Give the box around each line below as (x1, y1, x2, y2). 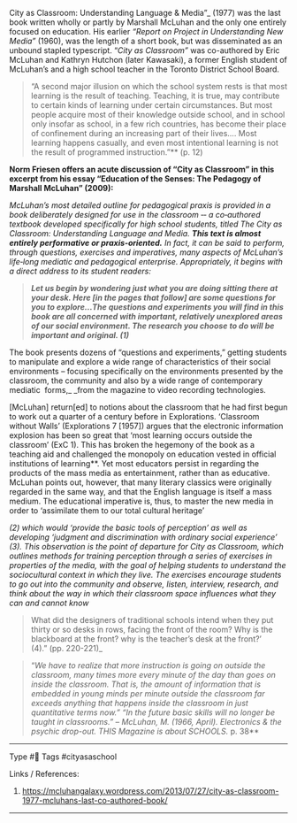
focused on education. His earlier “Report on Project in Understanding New (9, 27, 284, 36)
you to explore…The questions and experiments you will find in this (30, 302, 285, 312)
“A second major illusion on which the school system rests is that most (30, 81, 287, 91)
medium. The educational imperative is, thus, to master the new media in (9, 496, 274, 506)
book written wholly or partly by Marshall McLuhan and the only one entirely (9, 17, 287, 27)
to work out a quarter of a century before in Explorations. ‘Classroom (9, 411, 260, 421)
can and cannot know (9, 597, 89, 608)
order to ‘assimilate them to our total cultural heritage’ (9, 505, 205, 516)
